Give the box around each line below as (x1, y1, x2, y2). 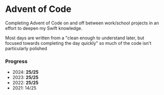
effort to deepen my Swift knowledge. (5, 25, 82, 31)
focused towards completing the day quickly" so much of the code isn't (5, 40, 152, 46)
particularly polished (5, 45, 47, 51)
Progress (5, 58, 28, 65)
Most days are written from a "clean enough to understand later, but (5, 35, 145, 41)
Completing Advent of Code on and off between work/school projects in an (5, 20, 159, 26)
